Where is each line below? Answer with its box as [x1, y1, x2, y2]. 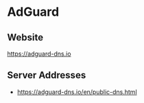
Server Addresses [7, 69, 86, 81]
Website [7, 32, 43, 43]
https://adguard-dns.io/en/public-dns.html [16, 87, 137, 96]
